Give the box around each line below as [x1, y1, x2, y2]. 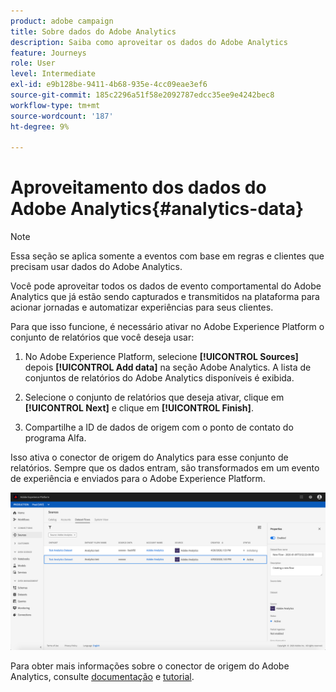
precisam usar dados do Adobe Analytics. [10, 261, 183, 273]
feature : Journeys [10, 48, 87, 58]
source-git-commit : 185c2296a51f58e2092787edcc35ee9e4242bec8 [10, 90, 275, 100]
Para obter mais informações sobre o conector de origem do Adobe [10, 660, 290, 672]
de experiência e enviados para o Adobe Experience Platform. [10, 473, 266, 485]
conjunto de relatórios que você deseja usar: [10, 331, 195, 344]
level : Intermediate [10, 69, 97, 79]
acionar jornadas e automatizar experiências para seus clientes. [10, 301, 274, 314]
